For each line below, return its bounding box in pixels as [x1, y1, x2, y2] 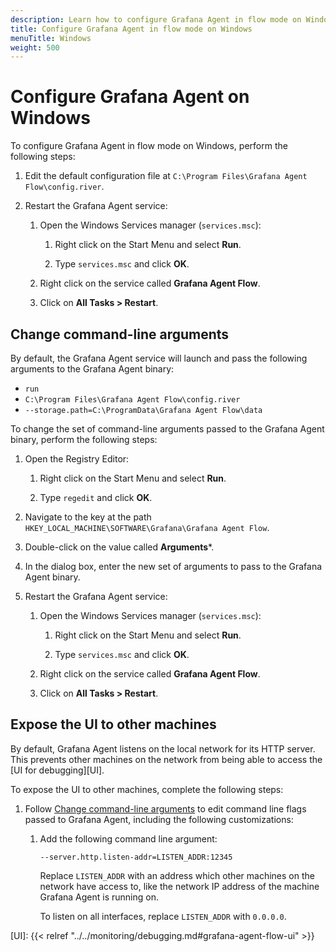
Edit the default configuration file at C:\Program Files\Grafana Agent [24, 170, 308, 182]
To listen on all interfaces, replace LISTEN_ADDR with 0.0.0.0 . [39, 910, 287, 922]
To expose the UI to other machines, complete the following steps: [10, 783, 284, 795]
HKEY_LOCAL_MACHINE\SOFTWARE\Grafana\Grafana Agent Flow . [24, 522, 270, 533]
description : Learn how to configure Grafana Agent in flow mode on [10, 14, 302, 25]
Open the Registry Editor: [24, 453, 130, 465]
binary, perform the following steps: [10, 434, 158, 445]
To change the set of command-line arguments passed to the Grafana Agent [10, 423, 325, 435]
